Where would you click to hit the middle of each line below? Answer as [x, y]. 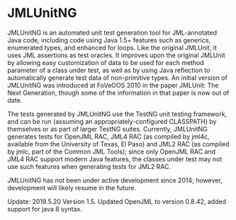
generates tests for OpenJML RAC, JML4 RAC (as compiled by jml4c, [109, 137]
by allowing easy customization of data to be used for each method [106, 62]
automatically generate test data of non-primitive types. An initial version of [118, 77]
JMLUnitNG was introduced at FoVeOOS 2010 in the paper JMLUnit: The [113, 85]
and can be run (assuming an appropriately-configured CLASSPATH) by [112, 121]
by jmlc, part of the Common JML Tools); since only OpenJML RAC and [112, 151]
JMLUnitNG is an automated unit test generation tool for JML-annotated [112, 33]
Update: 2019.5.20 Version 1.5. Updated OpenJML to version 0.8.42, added [117, 201]
